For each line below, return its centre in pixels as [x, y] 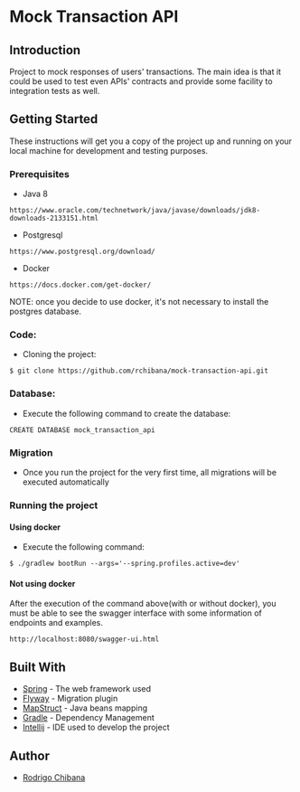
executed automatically [66, 482]
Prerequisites [39, 174]
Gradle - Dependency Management [89, 718]
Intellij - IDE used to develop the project [96, 727]
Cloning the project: [59, 354]
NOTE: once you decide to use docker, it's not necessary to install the [139, 302]
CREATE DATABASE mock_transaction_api [82, 430]
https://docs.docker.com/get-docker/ [80, 285]
